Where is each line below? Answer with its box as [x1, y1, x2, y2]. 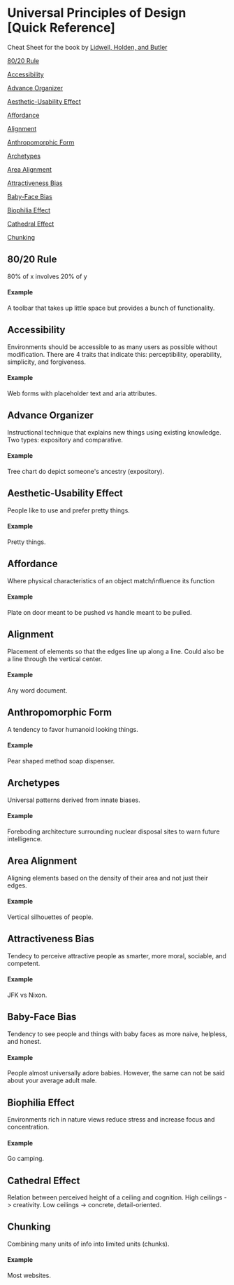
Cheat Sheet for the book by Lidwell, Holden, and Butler [7, 43, 168, 51]
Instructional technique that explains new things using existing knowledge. [7, 428, 221, 436]
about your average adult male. [7, 1076, 97, 1085]
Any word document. [7, 686, 68, 695]
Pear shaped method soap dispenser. [7, 757, 115, 766]
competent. [7, 959, 41, 967]
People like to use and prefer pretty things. [7, 506, 131, 515]
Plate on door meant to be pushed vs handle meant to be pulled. [7, 608, 192, 617]
